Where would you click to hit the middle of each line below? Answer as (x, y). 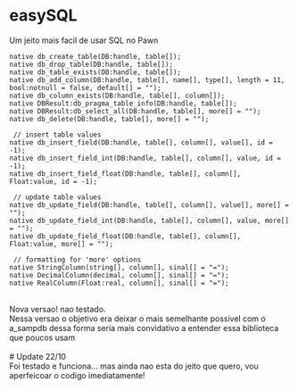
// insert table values (57, 135)
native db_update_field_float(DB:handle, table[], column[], (125, 236)
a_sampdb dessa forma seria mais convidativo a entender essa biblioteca (144, 328)
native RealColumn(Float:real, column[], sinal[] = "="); (119, 283)
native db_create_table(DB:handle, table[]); (95, 56)
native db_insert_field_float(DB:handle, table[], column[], (125, 174)
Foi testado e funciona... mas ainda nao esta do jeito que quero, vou (134, 366)
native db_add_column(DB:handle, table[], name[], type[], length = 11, (147, 80)
